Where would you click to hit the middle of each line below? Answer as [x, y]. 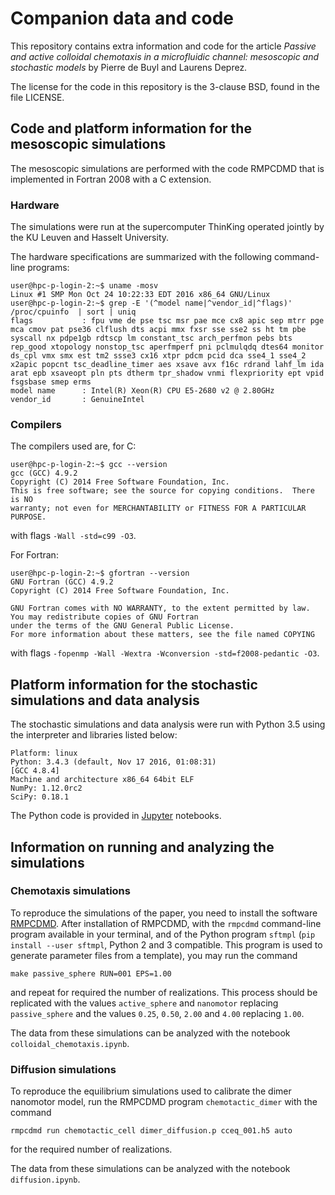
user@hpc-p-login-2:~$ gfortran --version [100, 573]
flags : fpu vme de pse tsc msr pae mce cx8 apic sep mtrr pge [167, 321]
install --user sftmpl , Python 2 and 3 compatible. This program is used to [166, 944]
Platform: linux [44, 753]
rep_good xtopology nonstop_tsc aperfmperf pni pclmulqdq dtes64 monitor [167, 347]
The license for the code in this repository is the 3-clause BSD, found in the [165, 86]
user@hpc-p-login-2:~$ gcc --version [89, 465]
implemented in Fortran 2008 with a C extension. [111, 179]
